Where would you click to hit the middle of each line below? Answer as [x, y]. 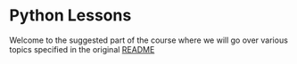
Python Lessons [70, 16]
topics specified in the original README [82, 49]
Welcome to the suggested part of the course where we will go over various [148, 40]
